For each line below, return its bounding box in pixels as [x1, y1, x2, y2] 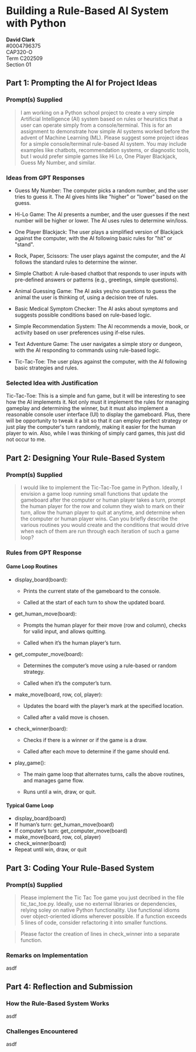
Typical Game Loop [6, 802, 54, 809]
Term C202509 [6, 55, 43, 62]
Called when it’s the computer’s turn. [23, 680, 112, 687]
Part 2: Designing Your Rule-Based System [6, 453, 166, 463]
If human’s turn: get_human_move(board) [14, 821, 114, 828]
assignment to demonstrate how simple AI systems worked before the [20, 127, 190, 135]
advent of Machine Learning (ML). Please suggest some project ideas [20, 134, 189, 141]
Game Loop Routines [6, 563, 58, 570]
